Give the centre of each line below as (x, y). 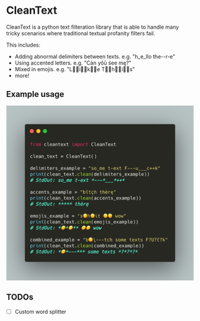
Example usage (35, 94)
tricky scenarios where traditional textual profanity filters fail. (81, 33)
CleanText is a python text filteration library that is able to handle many (93, 27)
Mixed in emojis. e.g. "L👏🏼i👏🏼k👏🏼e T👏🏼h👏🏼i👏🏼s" (75, 69)
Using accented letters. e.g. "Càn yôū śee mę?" (73, 63)
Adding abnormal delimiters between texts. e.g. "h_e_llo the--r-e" (95, 56)
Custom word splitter (40, 311)
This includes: (23, 45)
